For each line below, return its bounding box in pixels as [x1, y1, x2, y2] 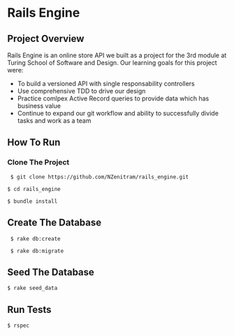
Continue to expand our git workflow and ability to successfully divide [17, 109, 219, 117]
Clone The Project [7, 158, 70, 167]
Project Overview [7, 33, 85, 45]
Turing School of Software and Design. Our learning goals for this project [7, 59, 218, 67]
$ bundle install [7, 197, 58, 205]
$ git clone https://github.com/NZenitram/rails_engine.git [10, 173, 189, 181]
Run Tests [7, 303, 52, 315]
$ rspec [7, 322, 30, 329]
